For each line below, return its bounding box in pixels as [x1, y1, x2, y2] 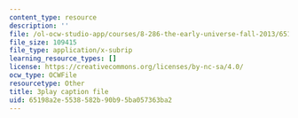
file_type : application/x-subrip [9, 46, 133, 55]
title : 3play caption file [9, 87, 109, 96]
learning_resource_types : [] [9, 54, 117, 63]
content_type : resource [9, 12, 98, 22]
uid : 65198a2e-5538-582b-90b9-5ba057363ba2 [9, 95, 173, 105]
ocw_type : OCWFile [9, 71, 77, 80]
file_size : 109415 [9, 37, 77, 47]
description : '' [9, 21, 69, 30]
